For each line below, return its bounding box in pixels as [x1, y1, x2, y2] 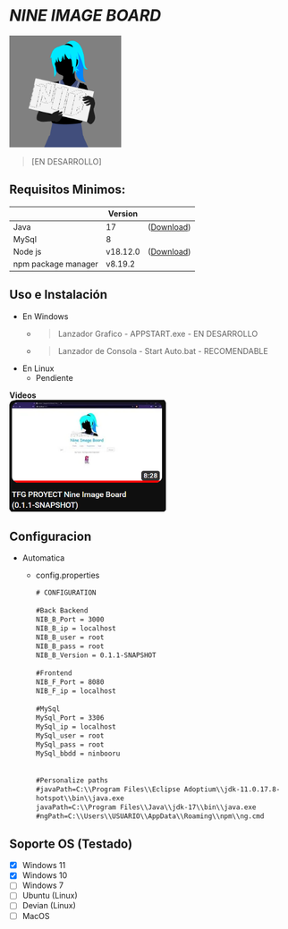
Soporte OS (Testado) [9, 836, 132, 851]
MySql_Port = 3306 [35, 714, 105, 722]
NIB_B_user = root [35, 633, 105, 642]
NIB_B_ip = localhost [35, 624, 116, 633]
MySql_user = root [35, 731, 105, 740]
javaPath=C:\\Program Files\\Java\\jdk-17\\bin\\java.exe [35, 803, 257, 812]
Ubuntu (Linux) [21, 891, 78, 901]
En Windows [21, 310, 69, 322]
